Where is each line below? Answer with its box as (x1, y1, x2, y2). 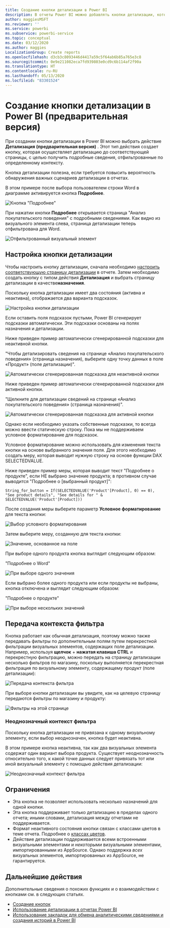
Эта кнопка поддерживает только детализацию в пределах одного (12, 810, 158, 816)
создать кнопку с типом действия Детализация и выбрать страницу (5, 274, 155, 280)
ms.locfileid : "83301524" (5, 78, 60, 83)
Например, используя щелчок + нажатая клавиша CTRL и (5, 649, 133, 655)
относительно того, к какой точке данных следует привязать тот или (5, 755, 154, 761)
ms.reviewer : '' (5, 21, 39, 27)
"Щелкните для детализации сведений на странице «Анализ (5, 396, 136, 402)
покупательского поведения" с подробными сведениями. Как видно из (5, 215, 160, 221)
